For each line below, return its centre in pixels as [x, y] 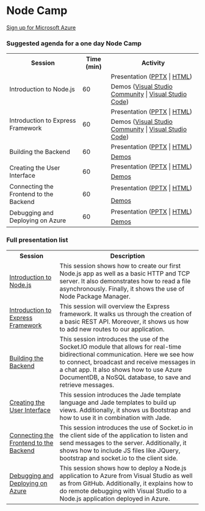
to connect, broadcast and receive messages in [128, 362]
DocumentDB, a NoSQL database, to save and [125, 377]
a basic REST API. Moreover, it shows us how [124, 321]
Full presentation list [37, 240]
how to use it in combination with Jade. [115, 418]
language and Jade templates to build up [118, 402]
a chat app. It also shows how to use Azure [121, 369]
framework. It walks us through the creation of [126, 314]
